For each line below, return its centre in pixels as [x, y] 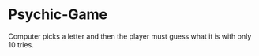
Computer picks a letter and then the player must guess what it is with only [130, 36]
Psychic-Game [58, 15]
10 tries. [21, 44]
